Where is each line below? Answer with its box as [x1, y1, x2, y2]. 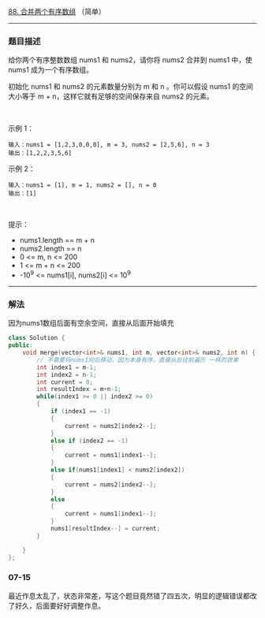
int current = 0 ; [36, 378, 93, 386]
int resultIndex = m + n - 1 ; [36, 385, 122, 393]
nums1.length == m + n [19, 236, 95, 245]
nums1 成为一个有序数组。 [8, 65, 93, 75]
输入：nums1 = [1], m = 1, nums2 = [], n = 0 [8, 181, 157, 189]
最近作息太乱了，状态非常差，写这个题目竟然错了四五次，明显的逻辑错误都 [8, 590, 250, 601]
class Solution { [8, 334, 65, 342]
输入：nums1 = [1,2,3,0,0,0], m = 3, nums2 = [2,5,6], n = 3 [8, 141, 210, 149]
